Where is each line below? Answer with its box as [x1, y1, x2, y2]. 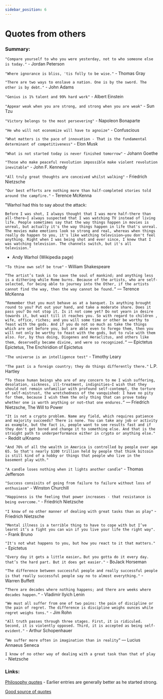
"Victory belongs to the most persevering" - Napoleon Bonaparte [5, 118, 140, 124]
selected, [5, 282, 25, 287]
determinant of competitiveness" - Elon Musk [5, 141, 98, 147]
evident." [5, 629, 25, 634]
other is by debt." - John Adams [5, 84, 74, 90]
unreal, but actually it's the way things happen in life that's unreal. [5, 224, 158, 230]
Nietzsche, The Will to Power [5, 404, 63, 410]
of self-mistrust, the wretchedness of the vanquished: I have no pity [5, 391, 153, 396]
